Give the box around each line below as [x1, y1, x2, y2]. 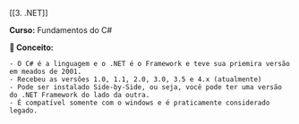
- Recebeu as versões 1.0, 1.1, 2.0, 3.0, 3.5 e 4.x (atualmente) [9, 75, 262, 84]
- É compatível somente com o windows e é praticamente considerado [9, 98, 270, 107]
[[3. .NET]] [9, 8, 48, 18]
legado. [9, 106, 38, 115]
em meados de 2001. [9, 67, 82, 76]
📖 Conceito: [9, 42, 54, 53]
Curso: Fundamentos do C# [9, 25, 113, 35]
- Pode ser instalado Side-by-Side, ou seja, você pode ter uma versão [9, 83, 282, 92]
